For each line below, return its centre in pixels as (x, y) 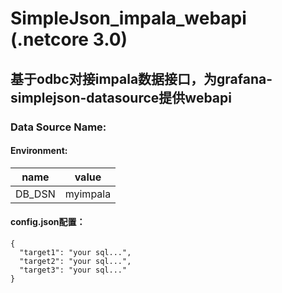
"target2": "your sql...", (75, 261)
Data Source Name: (58, 127)
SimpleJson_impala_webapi (128, 18)
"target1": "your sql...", (75, 252)
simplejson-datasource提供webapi (121, 97)
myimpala (88, 194)
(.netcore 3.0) (69, 39)
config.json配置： (48, 222)
